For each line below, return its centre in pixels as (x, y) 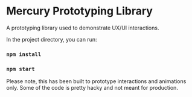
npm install (24, 54)
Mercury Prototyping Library (79, 11)
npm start (21, 69)
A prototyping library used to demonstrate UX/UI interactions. (83, 28)
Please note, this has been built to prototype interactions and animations (96, 81)
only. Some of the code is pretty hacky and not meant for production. (92, 88)
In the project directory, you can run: (52, 39)
